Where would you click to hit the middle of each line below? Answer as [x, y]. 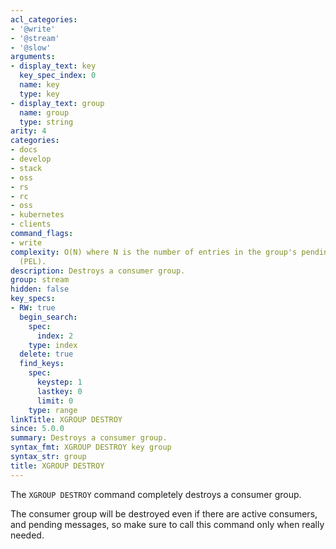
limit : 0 [55, 401]
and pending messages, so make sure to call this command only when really [167, 524]
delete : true [46, 354]
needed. [27, 535]
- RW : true [33, 308]
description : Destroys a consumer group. [98, 271]
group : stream [40, 280]
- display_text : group [57, 103]
